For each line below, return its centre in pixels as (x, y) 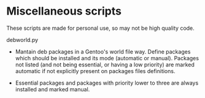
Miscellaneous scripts (64, 11)
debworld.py (22, 40)
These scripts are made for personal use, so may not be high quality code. (100, 28)
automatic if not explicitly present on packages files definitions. (95, 71)
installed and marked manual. (52, 89)
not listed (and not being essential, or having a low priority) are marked (105, 65)
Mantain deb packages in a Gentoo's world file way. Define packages (103, 51)
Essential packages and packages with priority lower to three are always (107, 83)
